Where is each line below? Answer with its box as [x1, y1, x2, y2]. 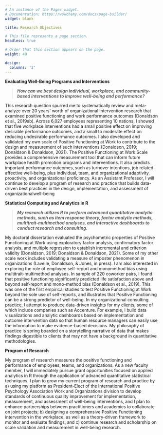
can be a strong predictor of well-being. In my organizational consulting [5, 297, 149, 302]
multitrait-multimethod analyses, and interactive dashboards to [17, 220, 150, 226]
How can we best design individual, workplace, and [17, 88, 124, 94]
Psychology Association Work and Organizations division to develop [5, 388, 142, 394]
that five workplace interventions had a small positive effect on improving [5, 123, 152, 129]
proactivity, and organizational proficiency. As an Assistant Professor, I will [5, 175, 155, 181]
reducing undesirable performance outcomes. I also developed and [5, 134, 140, 139]
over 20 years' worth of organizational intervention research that [21, 108, 151, 114]
